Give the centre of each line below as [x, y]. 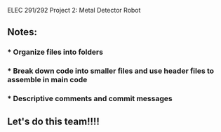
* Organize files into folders [55, 52]
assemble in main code [47, 80]
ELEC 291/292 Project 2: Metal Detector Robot [74, 10]
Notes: [22, 32]
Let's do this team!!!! [54, 121]
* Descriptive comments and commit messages [90, 99]
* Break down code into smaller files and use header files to [111, 71]
